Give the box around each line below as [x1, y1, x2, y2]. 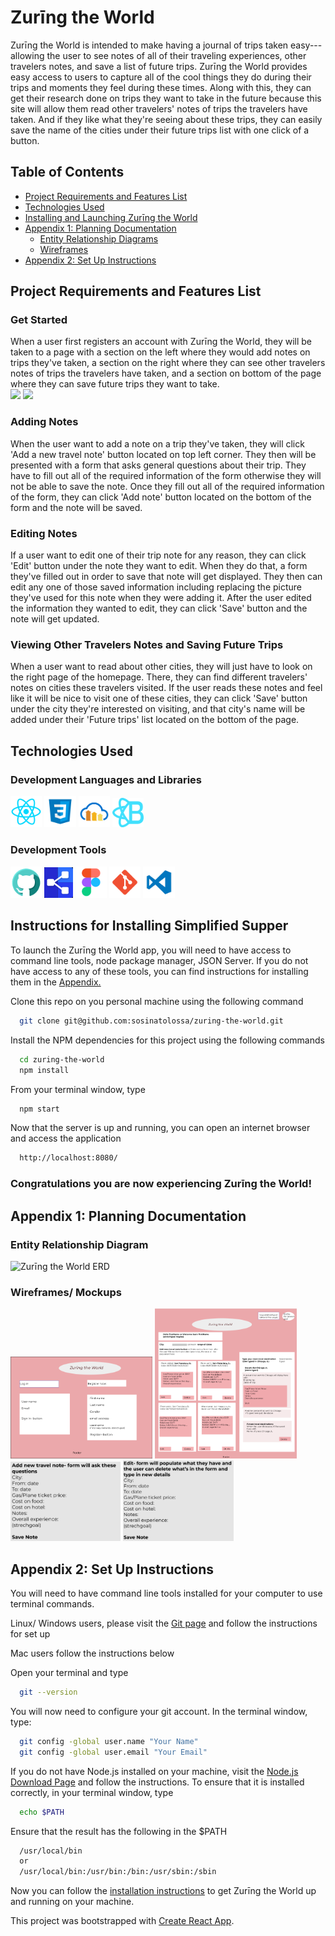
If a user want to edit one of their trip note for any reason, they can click [10, 549, 307, 561]
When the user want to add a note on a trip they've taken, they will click [10, 437, 305, 450]
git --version [19, 1687, 78, 1698]
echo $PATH [19, 1807, 65, 1817]
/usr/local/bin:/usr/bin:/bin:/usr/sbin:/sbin [19, 1867, 217, 1877]
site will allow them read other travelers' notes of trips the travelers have [10, 102, 308, 115]
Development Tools [10, 843, 107, 857]
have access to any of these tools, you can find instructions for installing [10, 965, 309, 977]
